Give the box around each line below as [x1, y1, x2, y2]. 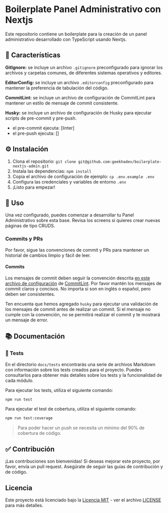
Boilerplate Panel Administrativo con [5, 4, 161, 15]
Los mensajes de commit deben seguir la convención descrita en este [5, 275, 150, 281]
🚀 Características [5, 51, 61, 60]
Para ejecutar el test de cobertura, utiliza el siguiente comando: [5, 406, 137, 412]
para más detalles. [5, 502, 44, 508]
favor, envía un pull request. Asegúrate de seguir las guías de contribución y [5, 464, 163, 470]
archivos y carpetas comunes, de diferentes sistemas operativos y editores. [5, 70, 162, 76]
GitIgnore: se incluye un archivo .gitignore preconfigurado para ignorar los [5, 64, 163, 70]
